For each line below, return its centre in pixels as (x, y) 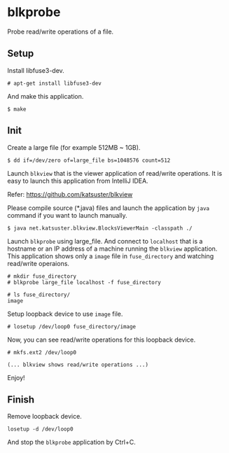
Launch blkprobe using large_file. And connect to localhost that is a (105, 241)
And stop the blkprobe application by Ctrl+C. (72, 442)
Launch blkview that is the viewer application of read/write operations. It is (115, 173)
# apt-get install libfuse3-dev (54, 83)
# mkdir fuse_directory (42, 276)
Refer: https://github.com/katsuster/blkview (70, 194)
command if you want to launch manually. (67, 215)
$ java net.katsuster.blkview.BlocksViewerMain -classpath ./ (100, 228)
